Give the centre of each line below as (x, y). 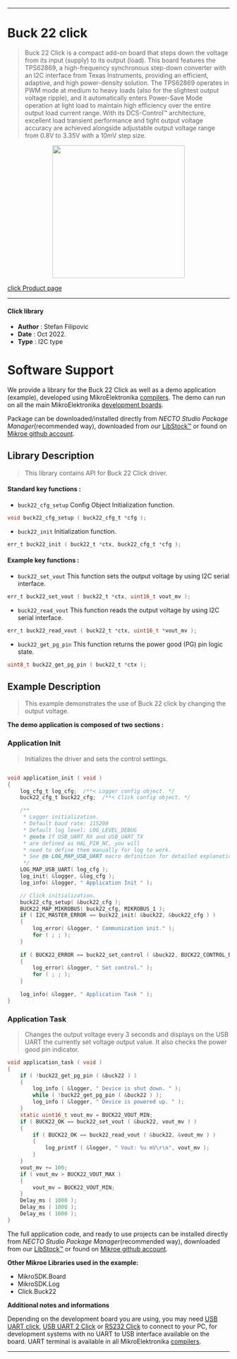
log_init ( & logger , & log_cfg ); (67, 876)
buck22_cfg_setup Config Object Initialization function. (96, 505)
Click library (26, 311)
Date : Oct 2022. (42, 334)
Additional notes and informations (58, 1305)
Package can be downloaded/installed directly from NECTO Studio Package (118, 419)
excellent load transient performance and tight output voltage (114, 120)
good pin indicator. (52, 1049)
